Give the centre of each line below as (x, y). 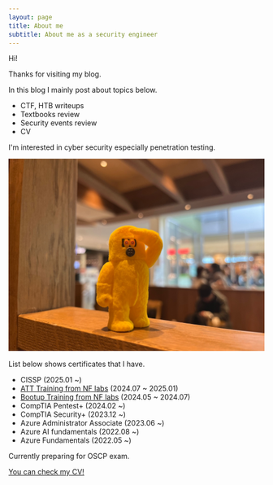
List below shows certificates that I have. (77, 364)
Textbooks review (50, 115)
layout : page (30, 17)
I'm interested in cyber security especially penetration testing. (112, 147)
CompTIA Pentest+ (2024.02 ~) (73, 406)
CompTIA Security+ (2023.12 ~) (73, 414)
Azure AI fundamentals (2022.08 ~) (80, 432)
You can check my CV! (47, 472)
